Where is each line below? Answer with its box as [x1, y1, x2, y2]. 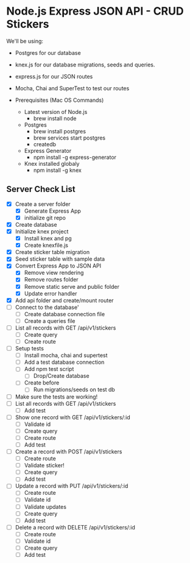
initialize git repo [24, 214, 66, 221]
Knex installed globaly [24, 160, 80, 167]
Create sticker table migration [15, 249, 90, 256]
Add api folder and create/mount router [15, 297, 114, 304]
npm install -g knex [33, 166, 82, 174]
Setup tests [15, 345, 44, 352]
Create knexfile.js [24, 242, 69, 249]
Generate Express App [24, 207, 81, 214]
